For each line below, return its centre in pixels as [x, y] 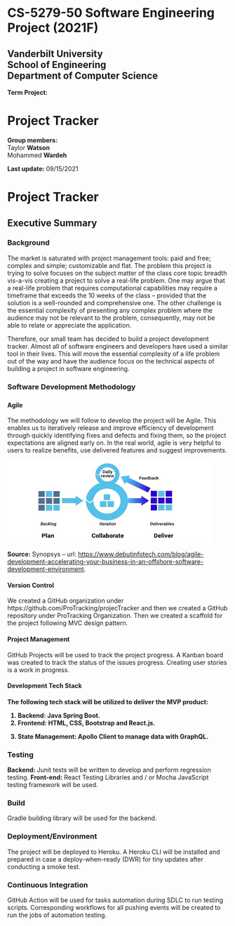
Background [29, 243]
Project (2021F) [53, 28]
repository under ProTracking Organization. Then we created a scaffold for [115, 616]
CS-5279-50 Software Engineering [111, 13]
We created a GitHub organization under [66, 600]
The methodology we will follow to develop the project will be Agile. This [112, 421]
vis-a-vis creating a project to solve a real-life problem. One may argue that [116, 280]
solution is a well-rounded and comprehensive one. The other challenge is [115, 302]
